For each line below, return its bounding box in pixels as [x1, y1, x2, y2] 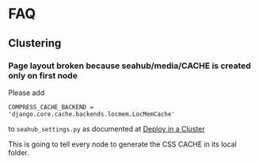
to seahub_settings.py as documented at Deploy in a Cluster [8, 124, 205, 133]
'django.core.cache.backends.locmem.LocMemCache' [8, 110, 176, 118]
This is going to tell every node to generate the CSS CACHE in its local [8, 139, 238, 149]
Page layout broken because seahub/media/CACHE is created [8, 60, 251, 71]
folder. [8, 147, 29, 157]
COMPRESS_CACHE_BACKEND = [8, 103, 93, 111]
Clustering [8, 36, 62, 50]
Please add [8, 88, 45, 97]
